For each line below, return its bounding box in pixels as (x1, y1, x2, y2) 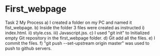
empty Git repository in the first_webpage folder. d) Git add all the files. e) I (5, 35, 155, 41)
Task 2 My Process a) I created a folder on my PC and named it (5, 19, 132, 25)
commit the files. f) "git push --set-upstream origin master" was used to (5, 40, 150, 46)
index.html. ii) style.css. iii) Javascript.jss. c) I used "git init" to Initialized (5, 30, 150, 36)
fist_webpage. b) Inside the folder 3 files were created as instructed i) (5, 24, 145, 30)
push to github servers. (5, 45, 52, 51)
